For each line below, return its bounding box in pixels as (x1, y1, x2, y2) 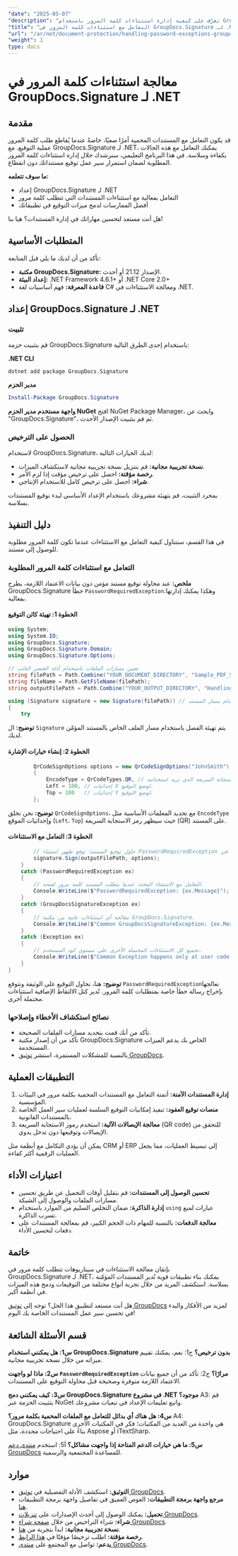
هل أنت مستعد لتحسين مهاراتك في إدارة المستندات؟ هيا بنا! (8, 214, 163, 223)
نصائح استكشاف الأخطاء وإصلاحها (8, 1012, 109, 1022)
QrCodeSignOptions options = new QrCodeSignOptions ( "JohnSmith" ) (33, 762, 230, 770)
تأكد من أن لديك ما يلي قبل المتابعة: (8, 253, 101, 262)
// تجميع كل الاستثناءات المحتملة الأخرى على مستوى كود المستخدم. (33, 946, 203, 954)
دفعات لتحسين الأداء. (18, 1225, 73, 1234)
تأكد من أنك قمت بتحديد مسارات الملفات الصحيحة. (18, 1028, 151, 1036)
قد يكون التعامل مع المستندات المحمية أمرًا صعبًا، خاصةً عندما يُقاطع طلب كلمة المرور (8, 136, 231, 144)
